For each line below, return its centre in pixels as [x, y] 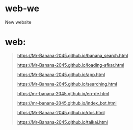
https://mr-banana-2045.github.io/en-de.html [63, 93]
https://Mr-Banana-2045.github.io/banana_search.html [72, 55]
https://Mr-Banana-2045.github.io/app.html [61, 75]
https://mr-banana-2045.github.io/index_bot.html [67, 103]
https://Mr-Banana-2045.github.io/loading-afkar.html [70, 65]
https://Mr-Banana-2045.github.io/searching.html [67, 84]
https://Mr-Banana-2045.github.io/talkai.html [62, 122]
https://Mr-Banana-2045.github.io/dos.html [61, 112]
